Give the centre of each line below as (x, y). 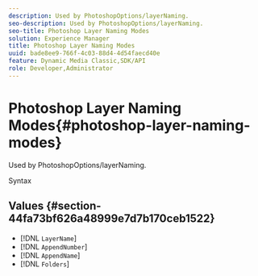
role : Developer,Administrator (61, 69)
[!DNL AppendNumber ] (54, 246)
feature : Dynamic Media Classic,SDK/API (77, 61)
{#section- (73, 206)
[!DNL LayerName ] (48, 238)
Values (26, 206)
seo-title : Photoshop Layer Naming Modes (79, 31)
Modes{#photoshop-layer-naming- (129, 125)
